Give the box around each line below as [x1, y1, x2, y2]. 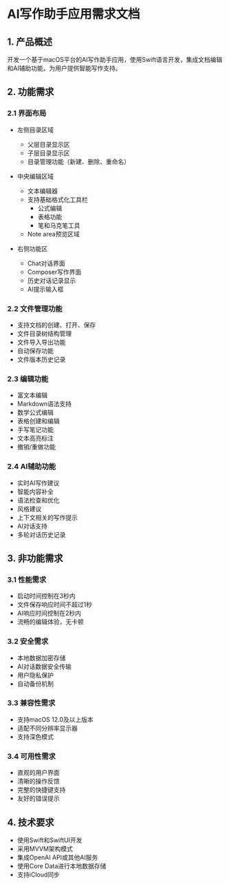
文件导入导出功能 [17, 338, 66, 346]
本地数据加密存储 [17, 653, 66, 662]
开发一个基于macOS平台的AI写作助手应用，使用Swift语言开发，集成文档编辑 [7, 56, 223, 63]
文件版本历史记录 [17, 355, 66, 363]
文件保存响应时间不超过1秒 [17, 600, 93, 609]
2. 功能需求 [7, 86, 54, 98]
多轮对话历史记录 [17, 530, 66, 538]
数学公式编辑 [17, 408, 54, 417]
